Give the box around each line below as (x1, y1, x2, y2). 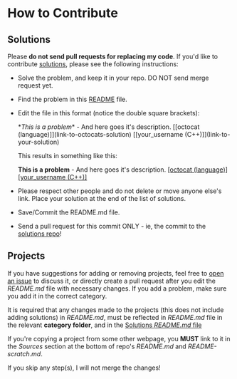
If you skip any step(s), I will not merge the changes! (7, 363, 162, 372)
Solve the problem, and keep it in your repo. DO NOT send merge (17, 73, 209, 82)
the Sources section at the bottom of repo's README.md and (7, 342, 186, 351)
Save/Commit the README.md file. (17, 208, 120, 217)
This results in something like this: (17, 152, 117, 160)
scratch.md (7, 349, 41, 358)
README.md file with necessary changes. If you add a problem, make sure (7, 284, 227, 293)
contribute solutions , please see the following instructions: (7, 60, 179, 68)
